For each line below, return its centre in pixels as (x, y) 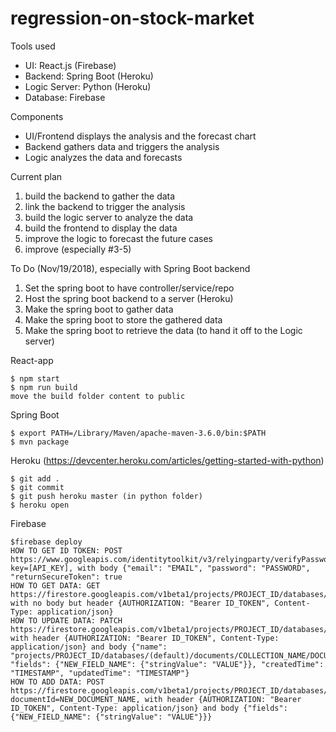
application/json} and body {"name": (89, 647)
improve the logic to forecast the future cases (118, 238)
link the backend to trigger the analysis (105, 206)
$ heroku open (40, 505)
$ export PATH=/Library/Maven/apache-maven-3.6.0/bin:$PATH (138, 433)
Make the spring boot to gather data (99, 309)
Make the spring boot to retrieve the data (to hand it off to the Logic (163, 330)
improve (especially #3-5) (78, 249)
